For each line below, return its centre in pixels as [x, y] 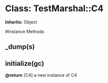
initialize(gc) [25, 63]
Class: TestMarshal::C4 [54, 9]
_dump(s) [20, 47]
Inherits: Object [21, 22]
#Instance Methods [25, 31]
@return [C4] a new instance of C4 [41, 75]
